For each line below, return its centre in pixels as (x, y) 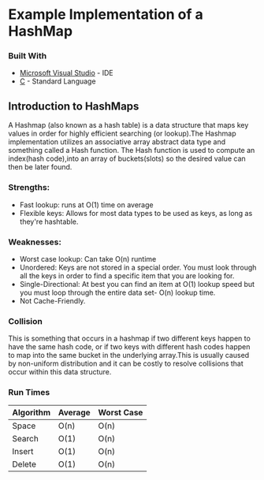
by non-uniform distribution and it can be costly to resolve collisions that (126, 363)
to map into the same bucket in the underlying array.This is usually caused (129, 355)
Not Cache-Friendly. (52, 300)
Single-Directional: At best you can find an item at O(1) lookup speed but (137, 284)
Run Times (29, 393)
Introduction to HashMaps (74, 106)
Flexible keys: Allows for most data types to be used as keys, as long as (136, 213)
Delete (24, 464)
